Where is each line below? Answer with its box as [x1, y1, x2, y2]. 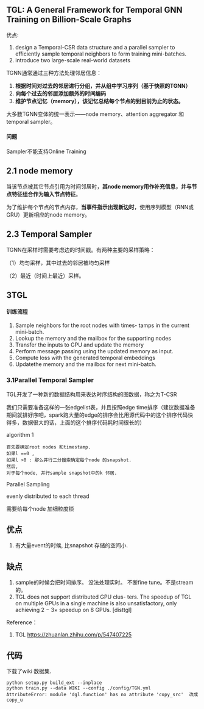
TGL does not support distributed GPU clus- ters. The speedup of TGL [15, 593, 192, 600]
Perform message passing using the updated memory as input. [15, 348, 174, 355]
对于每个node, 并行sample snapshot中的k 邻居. [6, 470, 118, 476]
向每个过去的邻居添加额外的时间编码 [15, 90, 107, 97]
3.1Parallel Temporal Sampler [6, 376, 94, 384]
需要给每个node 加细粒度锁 [6, 505, 74, 512]
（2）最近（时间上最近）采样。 [6, 272, 85, 279]
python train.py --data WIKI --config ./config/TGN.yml [6, 685, 151, 691]
